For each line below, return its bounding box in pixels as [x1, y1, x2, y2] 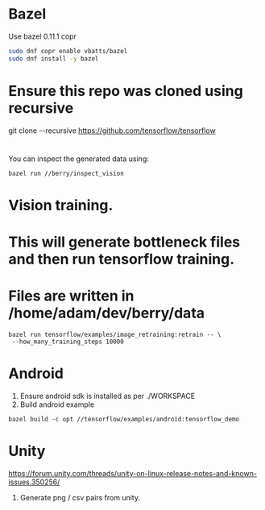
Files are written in [8, 287, 135, 305]
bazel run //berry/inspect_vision [8, 169, 125, 177]
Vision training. [8, 197, 114, 214]
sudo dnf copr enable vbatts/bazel [8, 47, 128, 55]
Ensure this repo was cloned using [8, 81, 243, 100]
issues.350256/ [8, 477, 60, 487]
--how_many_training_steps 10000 [11, 338, 125, 346]
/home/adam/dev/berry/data [8, 304, 205, 322]
